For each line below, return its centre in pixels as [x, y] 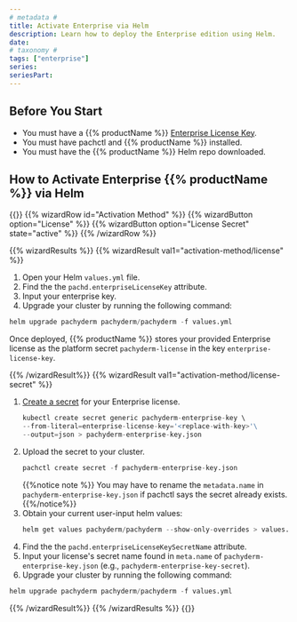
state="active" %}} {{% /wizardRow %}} [83, 234]
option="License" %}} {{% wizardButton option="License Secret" [129, 224]
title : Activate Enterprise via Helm [79, 26]
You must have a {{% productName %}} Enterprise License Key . [140, 132]
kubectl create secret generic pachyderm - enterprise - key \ [134, 419]
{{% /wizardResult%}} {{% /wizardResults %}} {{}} [102, 608]
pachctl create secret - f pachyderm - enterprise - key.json [130, 467]
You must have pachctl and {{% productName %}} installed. [132, 142]
